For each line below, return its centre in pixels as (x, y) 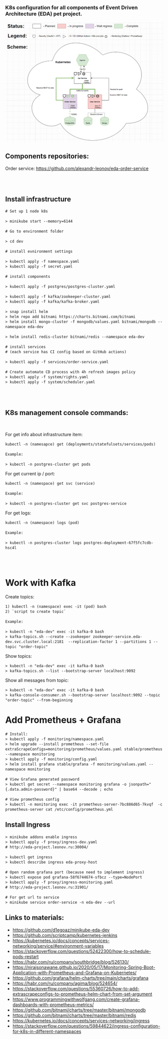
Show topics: (19, 656)
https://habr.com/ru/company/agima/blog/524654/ (65, 983)
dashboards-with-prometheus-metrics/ (53, 1004)
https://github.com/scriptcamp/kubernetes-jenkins (65, 935)
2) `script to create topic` (36, 612)
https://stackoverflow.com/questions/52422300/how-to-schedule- (82, 951)
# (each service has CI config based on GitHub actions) (66, 352)
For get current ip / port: (30, 474)
